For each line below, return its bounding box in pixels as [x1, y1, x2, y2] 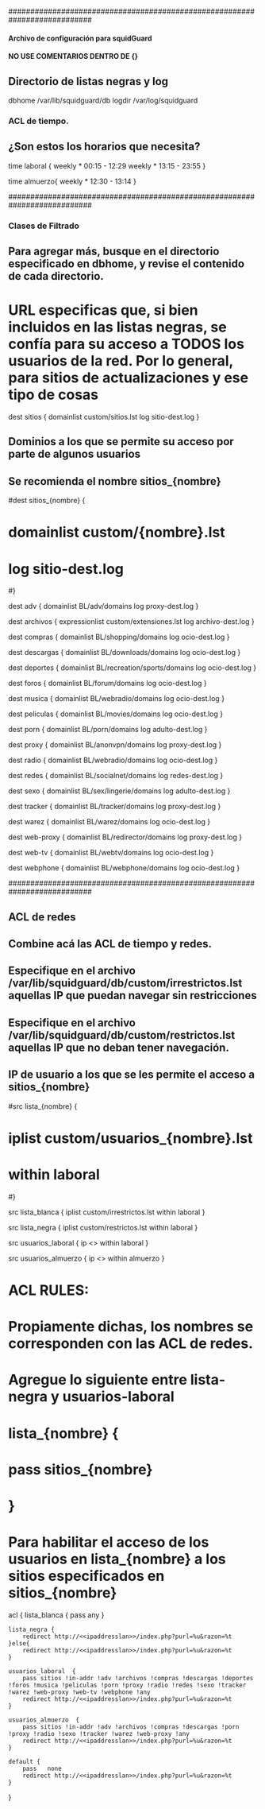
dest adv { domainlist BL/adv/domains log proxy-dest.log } [8, 602, 199, 611]
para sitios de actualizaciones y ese [8, 369, 248, 387]
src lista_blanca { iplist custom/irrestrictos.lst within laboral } [8, 1207, 205, 1217]
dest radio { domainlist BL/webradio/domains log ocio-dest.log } [8, 755, 218, 765]
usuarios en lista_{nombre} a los [8, 1550, 226, 1568]
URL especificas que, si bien [8, 301, 198, 320]
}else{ [8, 1639, 30, 1648]
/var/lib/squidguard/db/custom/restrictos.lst [8, 1028, 236, 1042]
